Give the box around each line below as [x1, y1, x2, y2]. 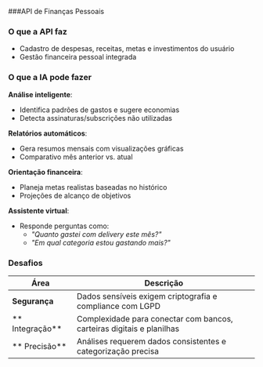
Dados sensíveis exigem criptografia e [77, 290, 218, 301]
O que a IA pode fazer [8, 72, 92, 83]
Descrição [144, 278, 184, 289]
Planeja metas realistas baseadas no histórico [19, 182, 168, 191]
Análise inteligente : [8, 89, 73, 99]
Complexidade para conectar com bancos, [77, 313, 233, 324]
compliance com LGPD [77, 300, 161, 311]
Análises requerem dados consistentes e [77, 336, 227, 347]
